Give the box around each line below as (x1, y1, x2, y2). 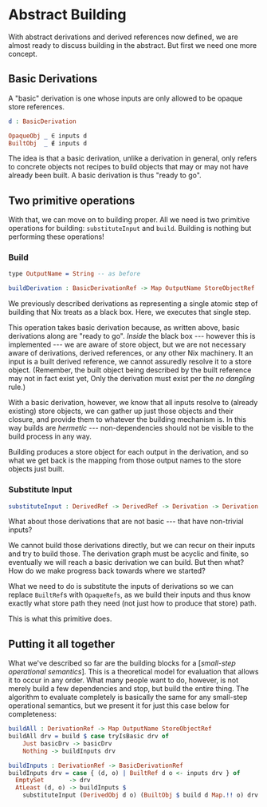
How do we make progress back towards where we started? (8, 566, 206, 576)
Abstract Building (8, 6, 127, 24)
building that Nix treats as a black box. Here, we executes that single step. (8, 308, 251, 317)
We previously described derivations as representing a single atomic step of (8, 299, 258, 308)
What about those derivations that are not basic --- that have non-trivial (8, 517, 245, 527)
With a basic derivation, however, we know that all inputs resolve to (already (8, 398, 258, 407)
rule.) (8, 382, 26, 392)
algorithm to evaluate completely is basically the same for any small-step (8, 693, 248, 702)
